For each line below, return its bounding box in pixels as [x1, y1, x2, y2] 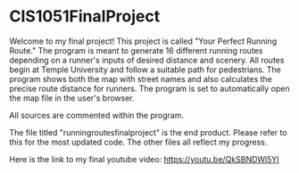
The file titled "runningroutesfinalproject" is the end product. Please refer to [9, 127, 287, 137]
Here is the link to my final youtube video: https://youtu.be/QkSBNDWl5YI [9, 153, 279, 164]
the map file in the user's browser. [9, 92, 136, 103]
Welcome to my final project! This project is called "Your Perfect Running [9, 36, 278, 46]
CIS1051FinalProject [9, 6, 161, 27]
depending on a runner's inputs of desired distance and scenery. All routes [9, 54, 285, 65]
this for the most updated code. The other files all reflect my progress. [9, 136, 268, 147]
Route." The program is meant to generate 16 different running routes [9, 45, 263, 55]
